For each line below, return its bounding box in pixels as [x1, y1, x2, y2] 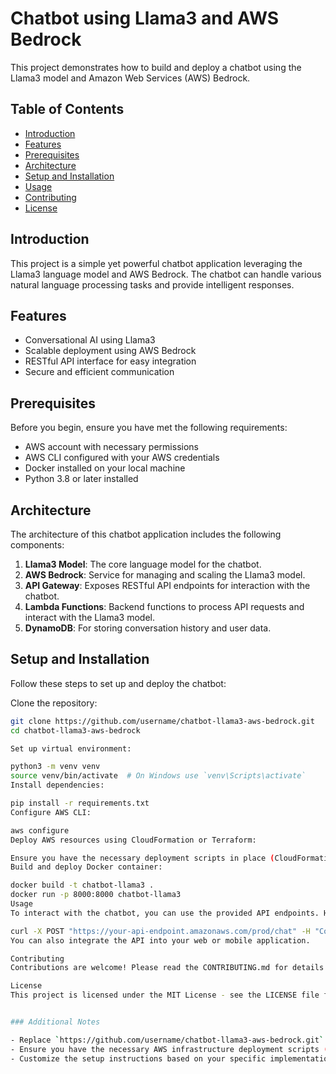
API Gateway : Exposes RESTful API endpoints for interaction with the [24, 580, 311, 591]
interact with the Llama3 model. [24, 612, 156, 623]
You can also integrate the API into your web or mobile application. [10, 935, 311, 946]
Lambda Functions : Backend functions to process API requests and [24, 601, 305, 612]
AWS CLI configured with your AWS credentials [24, 452, 220, 464]
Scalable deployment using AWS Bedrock [24, 345, 197, 357]
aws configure [10, 825, 70, 836]
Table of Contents [10, 101, 125, 118]
